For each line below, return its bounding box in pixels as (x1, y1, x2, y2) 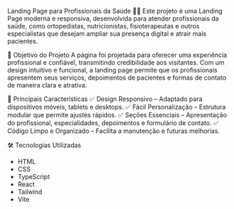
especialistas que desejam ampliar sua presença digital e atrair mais (7, 29, 207, 38)
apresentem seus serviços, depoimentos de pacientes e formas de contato (7, 73, 227, 82)
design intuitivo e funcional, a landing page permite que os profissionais (7, 66, 218, 74)
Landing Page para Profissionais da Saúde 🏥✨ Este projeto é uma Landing (7, 7, 223, 15)
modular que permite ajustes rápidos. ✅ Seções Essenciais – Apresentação (7, 111, 228, 119)
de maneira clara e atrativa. (7, 81, 87, 89)
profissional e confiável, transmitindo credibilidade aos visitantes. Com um (7, 58, 225, 67)
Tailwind (17, 188, 43, 195)
